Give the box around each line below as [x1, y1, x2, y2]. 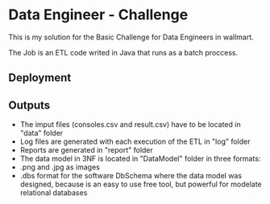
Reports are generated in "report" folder [19, 145, 153, 155]
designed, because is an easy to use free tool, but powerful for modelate [19, 179, 262, 190]
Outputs [8, 98, 51, 112]
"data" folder [19, 129, 64, 138]
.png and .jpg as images [19, 162, 101, 172]
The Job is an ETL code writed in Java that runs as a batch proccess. [8, 47, 239, 57]
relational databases [19, 188, 88, 198]
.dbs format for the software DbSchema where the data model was [19, 171, 243, 181]
